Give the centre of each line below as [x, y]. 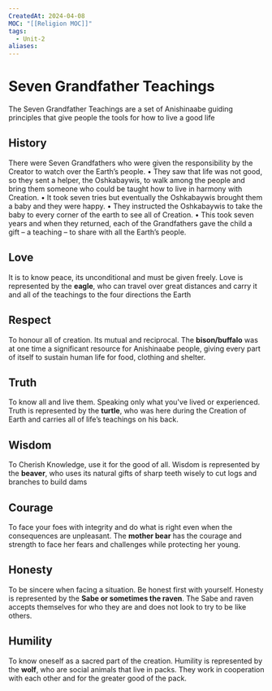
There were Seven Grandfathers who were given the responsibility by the [131, 163]
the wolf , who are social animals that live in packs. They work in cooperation [136, 669]
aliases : [23, 46]
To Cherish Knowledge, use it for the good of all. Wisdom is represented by [134, 465]
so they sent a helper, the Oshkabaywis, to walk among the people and [127, 180]
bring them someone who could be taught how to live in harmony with [125, 189]
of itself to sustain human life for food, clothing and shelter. [107, 357]
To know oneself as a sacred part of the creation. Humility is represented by [136, 661]
